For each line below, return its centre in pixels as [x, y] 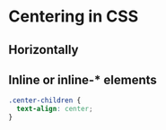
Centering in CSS [74, 17]
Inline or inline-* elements [83, 79]
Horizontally [44, 50]
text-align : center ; [55, 109]
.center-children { [45, 100]
